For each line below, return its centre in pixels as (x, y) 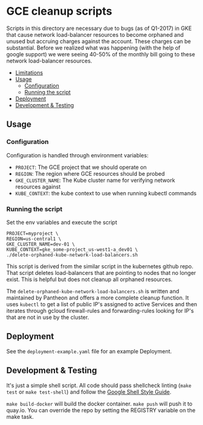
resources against (38, 186)
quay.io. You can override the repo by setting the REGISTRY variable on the (101, 410)
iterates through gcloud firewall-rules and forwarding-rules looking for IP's (100, 310)
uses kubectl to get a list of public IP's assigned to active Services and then (102, 304)
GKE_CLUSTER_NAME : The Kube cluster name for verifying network (95, 180)
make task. (20, 416)
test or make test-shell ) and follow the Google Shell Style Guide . (89, 392)
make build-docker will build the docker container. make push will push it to (99, 404)
